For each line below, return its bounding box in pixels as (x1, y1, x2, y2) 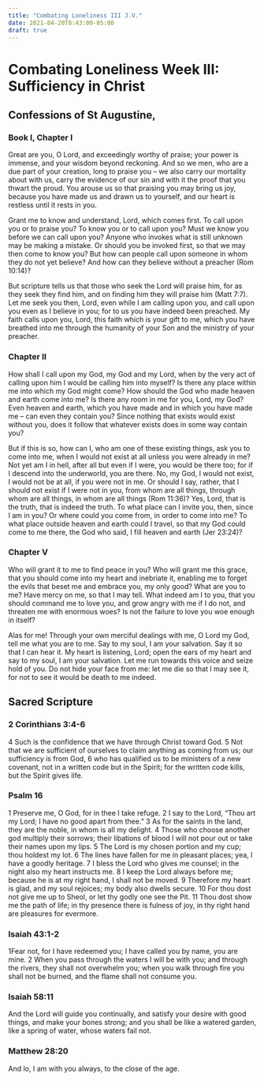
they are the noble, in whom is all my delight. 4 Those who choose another (8, 824, 251, 834)
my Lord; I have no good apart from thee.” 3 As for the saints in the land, (8, 816, 243, 826)
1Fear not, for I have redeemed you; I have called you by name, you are (8, 947, 239, 956)
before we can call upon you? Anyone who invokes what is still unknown (8, 232, 243, 242)
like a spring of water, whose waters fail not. (8, 1026, 152, 1035)
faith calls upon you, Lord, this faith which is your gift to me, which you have (8, 315, 255, 325)
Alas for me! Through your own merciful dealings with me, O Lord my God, (8, 630, 250, 640)
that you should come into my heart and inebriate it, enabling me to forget (8, 573, 247, 583)
